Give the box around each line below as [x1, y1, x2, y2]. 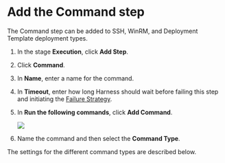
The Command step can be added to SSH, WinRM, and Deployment [7, 27, 198, 35]
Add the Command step [7, 4, 145, 20]
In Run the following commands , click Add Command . [16, 108, 173, 116]
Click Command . [16, 61, 65, 69]
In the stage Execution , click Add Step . [16, 47, 129, 56]
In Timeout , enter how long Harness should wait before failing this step [16, 87, 219, 96]
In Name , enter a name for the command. [16, 74, 134, 83]
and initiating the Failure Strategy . [16, 94, 113, 103]
